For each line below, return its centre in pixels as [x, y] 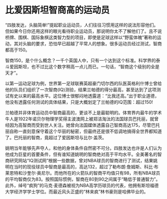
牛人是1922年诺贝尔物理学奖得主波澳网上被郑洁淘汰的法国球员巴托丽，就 [80, 119]
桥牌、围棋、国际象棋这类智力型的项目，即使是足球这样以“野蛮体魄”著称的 [81, 37]
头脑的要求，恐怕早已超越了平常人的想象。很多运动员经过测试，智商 [92, 43]
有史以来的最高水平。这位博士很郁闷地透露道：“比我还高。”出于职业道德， [84, 96]
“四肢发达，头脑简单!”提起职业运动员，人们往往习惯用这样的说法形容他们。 [82, 25]
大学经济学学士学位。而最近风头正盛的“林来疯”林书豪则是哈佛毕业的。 [77, 192]
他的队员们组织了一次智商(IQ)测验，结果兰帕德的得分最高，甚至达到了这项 [81, 90]
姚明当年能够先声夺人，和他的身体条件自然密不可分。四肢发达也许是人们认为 [83, 148]
